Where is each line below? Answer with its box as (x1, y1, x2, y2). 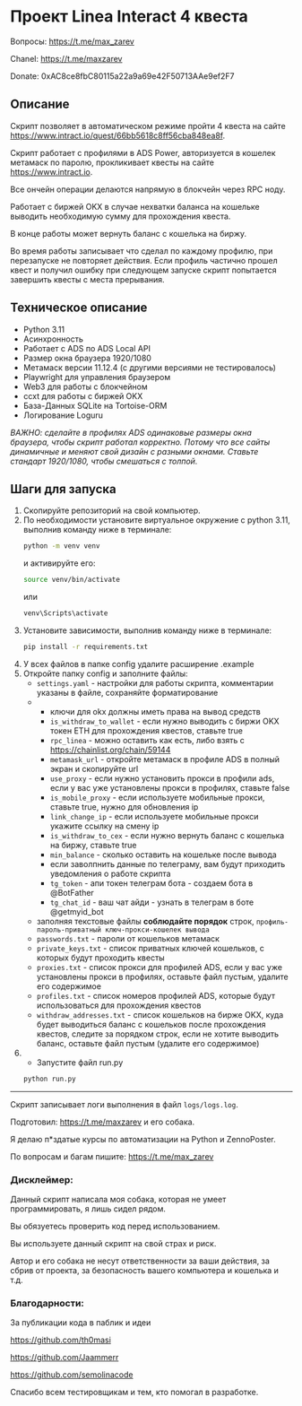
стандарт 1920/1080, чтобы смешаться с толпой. (10, 456, 198, 466)
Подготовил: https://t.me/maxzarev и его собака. (10, 1116, 195, 1127)
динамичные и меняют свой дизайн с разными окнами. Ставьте (10, 446, 259, 456)
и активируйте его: (22, 558, 96, 568)
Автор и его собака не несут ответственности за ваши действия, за (10, 1255, 270, 1266)
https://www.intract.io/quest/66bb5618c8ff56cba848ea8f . (10, 130, 226, 141)
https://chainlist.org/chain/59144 (49, 744, 171, 755)
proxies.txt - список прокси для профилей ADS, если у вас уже (36, 961, 283, 972)
